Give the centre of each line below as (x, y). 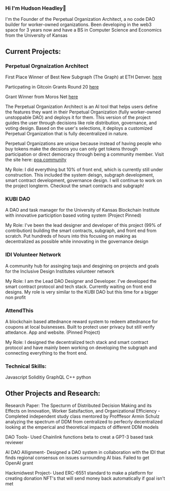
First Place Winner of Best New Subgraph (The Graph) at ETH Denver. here (84, 77)
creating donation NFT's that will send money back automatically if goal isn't (85, 478)
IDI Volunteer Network (33, 255)
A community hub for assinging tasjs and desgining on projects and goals (82, 266)
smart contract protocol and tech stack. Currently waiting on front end (79, 286)
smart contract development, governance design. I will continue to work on (84, 180)
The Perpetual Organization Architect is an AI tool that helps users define (82, 106)
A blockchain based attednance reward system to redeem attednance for (82, 321)
